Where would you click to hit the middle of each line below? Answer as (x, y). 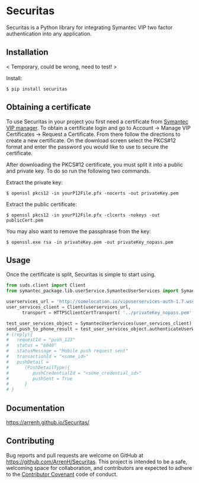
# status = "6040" (32, 345)
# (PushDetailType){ (38, 367)
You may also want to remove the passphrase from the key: (78, 231)
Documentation (36, 408)
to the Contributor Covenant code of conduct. (62, 474)
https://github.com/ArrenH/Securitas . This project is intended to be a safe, (97, 462)
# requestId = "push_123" (41, 340)
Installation (27, 53)
